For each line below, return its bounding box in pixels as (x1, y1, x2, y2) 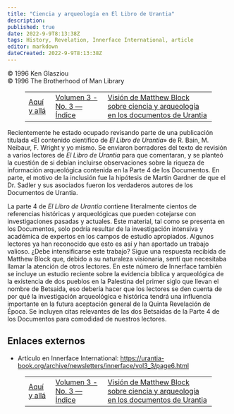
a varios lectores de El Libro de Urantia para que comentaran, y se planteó (7, 150, 223, 159)
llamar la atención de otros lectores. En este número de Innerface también (7, 262, 223, 271)
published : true (7, 23, 55, 30)
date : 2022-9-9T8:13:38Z (7, 30, 80, 37)
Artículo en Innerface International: (17, 354, 119, 362)
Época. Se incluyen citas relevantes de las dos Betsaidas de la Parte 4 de (7, 307, 220, 315)
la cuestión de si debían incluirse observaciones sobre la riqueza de (7, 158, 204, 167)
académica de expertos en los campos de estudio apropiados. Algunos (7, 232, 214, 240)
